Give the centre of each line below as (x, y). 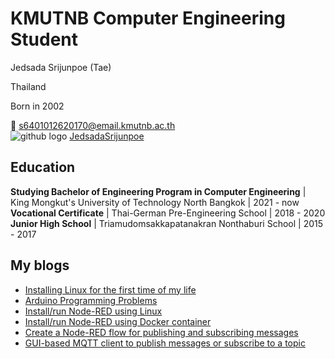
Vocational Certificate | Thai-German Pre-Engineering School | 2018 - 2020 (168, 213)
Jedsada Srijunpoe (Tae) (61, 67)
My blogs (40, 265)
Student (44, 39)
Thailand (28, 86)
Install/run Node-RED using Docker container (118, 321)
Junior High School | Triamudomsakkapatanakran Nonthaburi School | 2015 (167, 223)
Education (43, 167)
